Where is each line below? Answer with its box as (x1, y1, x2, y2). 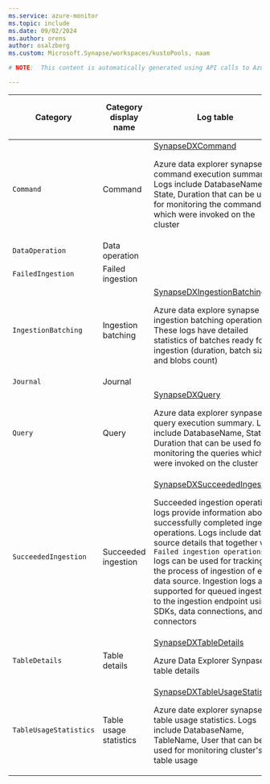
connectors (153, 616, 197, 627)
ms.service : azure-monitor (8, 11, 99, 20)
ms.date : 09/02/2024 (8, 27, 78, 35)
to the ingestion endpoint (153, 595, 248, 607)
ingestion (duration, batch (153, 344, 252, 355)
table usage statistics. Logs (153, 714, 257, 725)
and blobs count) (153, 355, 219, 366)
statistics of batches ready (153, 334, 255, 346)
